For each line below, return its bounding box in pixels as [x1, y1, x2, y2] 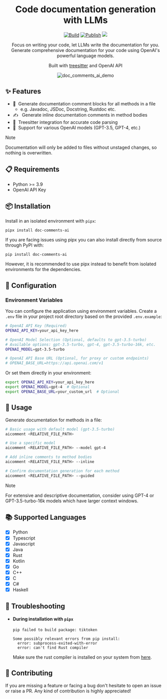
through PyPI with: [5, 242, 44, 248]
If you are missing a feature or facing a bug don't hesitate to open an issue [5, 682, 162, 688]
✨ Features [5, 87, 41, 96]
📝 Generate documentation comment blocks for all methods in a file [12, 100, 156, 106]
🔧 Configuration [5, 281, 57, 290]
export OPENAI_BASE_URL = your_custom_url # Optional [5, 389, 120, 394]
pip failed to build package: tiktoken [12, 627, 98, 632]
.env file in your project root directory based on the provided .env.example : [5, 313, 162, 319]
